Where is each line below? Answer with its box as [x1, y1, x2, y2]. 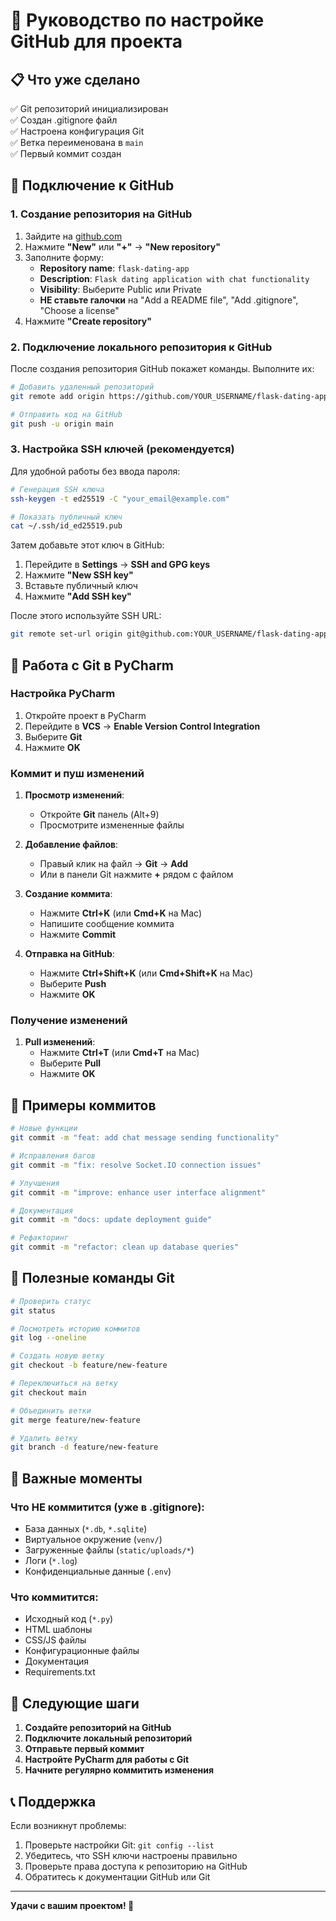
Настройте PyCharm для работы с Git [24, 1754, 190, 1766]
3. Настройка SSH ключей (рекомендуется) [10, 442, 235, 456]
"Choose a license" [39, 304, 120, 316]
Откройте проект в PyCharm [24, 709, 147, 721]
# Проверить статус [10, 1296, 92, 1306]
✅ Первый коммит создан [10, 148, 122, 159]
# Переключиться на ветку [10, 1379, 118, 1389]
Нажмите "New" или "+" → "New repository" [24, 240, 221, 253]
